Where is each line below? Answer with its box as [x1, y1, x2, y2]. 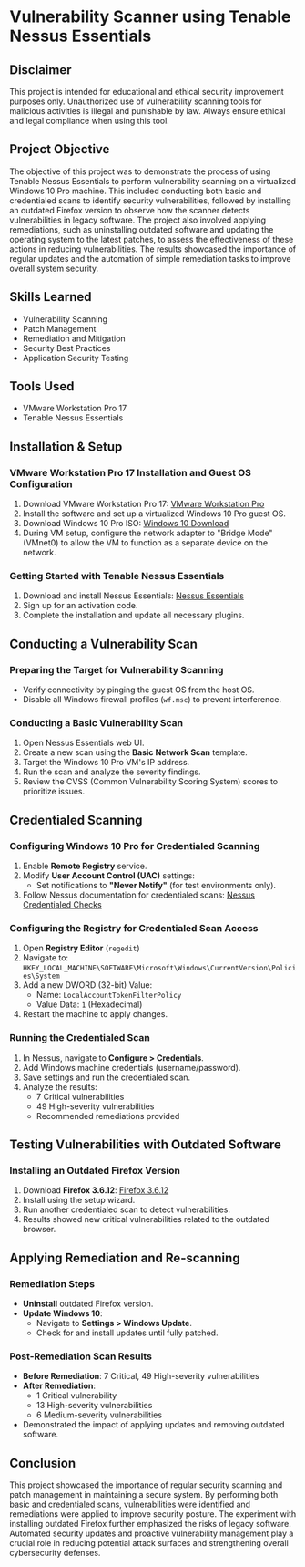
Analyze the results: [22, 1081, 97, 1092]
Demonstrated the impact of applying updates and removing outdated [22, 1419, 285, 1430]
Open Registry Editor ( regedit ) [22, 942, 140, 954]
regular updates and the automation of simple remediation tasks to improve [9, 253, 291, 264]
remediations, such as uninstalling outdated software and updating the [9, 223, 274, 234]
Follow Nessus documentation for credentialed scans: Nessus [22, 889, 256, 900]
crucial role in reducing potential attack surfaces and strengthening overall [9, 1538, 289, 1549]
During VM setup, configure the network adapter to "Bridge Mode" [22, 527, 273, 539]
